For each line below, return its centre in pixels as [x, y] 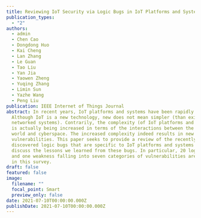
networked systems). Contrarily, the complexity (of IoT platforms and [103, 123]
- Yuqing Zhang [31, 84]
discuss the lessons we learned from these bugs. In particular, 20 [99, 151]
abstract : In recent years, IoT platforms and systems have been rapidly [100, 112]
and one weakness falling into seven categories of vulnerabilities [99, 156]
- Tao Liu [24, 67]
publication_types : [31, 17]
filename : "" [28, 184]
